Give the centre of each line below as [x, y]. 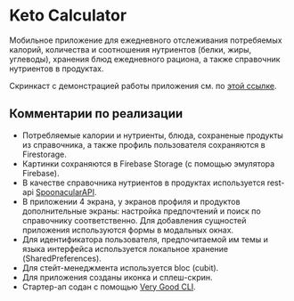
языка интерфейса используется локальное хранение [125, 248]
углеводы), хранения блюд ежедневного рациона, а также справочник [145, 59]
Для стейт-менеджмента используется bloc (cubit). [120, 267]
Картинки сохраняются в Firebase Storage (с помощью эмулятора [148, 163]
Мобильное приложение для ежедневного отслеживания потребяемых [146, 40]
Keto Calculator [68, 16]
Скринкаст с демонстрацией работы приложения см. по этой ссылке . [143, 85]
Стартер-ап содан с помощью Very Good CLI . [109, 287]
